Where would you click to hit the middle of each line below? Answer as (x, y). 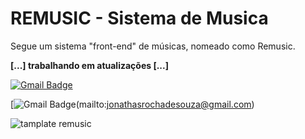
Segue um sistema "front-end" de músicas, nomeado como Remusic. (153, 46)
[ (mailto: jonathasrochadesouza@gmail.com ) (132, 104)
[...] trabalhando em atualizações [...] (89, 65)
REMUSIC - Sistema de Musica (139, 18)
